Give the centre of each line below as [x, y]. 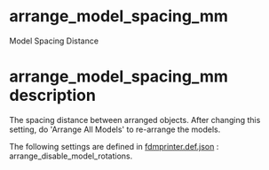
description [52, 96]
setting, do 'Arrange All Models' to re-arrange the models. [115, 129]
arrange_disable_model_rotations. [71, 156]
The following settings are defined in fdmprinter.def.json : [114, 146]
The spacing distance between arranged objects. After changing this [135, 120]
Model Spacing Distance [54, 41]
